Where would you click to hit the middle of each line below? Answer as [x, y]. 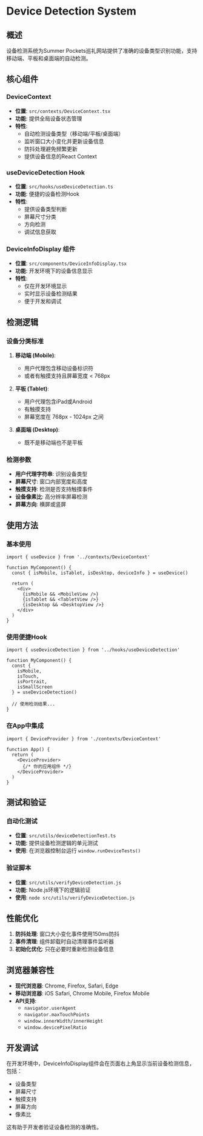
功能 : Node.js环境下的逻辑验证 [53, 890]
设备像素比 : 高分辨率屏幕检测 [51, 497]
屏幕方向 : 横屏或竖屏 [41, 504]
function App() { [28, 749]
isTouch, [28, 677]
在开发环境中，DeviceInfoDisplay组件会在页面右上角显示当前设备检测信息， [101, 1063]
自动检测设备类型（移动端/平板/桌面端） [74, 133]
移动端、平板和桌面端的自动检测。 [49, 58]
